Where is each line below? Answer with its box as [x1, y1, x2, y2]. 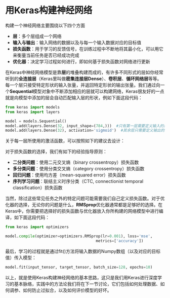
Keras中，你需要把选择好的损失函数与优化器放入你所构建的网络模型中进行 [5, 208, 159, 214]
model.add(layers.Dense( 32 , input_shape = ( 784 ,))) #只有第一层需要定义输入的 [5, 123, 164, 128]
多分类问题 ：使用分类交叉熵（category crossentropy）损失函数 [12, 166, 145, 172]
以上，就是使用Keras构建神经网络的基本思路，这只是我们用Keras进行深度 [5, 274, 158, 280]
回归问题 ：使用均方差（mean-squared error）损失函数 [12, 172, 126, 178]
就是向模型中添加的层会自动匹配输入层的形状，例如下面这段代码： [5, 94, 143, 100]
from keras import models [5, 104, 60, 109]
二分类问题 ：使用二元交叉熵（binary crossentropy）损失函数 [12, 159, 139, 165]
